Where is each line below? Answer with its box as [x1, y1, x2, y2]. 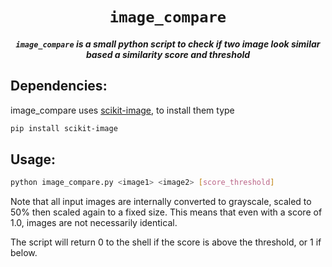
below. [10, 247, 38, 259]
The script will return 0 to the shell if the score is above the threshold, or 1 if [10, 236, 322, 248]
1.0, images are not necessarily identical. [10, 217, 178, 229]
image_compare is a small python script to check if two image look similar [15, 38, 321, 50]
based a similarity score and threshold [85, 48, 251, 60]
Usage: [10, 151, 57, 168]
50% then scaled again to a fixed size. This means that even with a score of [10, 206, 323, 218]
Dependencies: [10, 78, 108, 95]
